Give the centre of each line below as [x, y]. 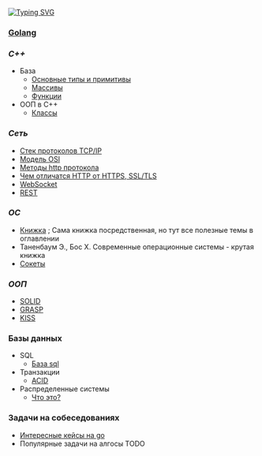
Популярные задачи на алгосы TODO [82, 443]
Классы [44, 113]
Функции [46, 96]
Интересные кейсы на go [62, 435]
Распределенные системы [65, 389]
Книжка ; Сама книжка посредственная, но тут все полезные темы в [137, 230]
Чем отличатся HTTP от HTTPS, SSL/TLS [88, 176]
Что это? [46, 398]
